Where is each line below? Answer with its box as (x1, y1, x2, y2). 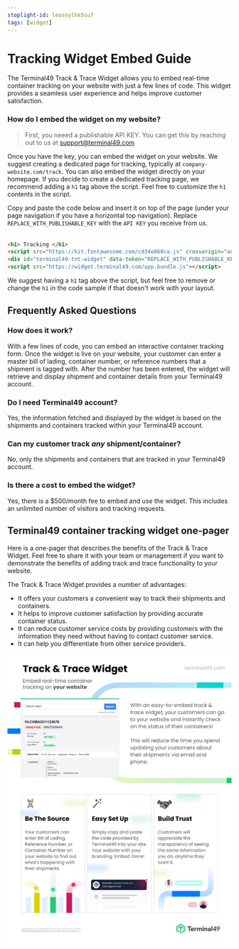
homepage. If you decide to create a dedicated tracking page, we (7, 174, 199, 183)
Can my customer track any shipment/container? (7, 439, 181, 449)
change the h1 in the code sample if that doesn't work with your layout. (7, 284, 216, 292)
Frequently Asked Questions (7, 304, 137, 317)
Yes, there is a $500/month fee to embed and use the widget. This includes (7, 497, 228, 505)
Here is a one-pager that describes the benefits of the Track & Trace (7, 544, 208, 552)
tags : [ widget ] (7, 18, 53, 26)
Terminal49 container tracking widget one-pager (7, 525, 230, 537)
